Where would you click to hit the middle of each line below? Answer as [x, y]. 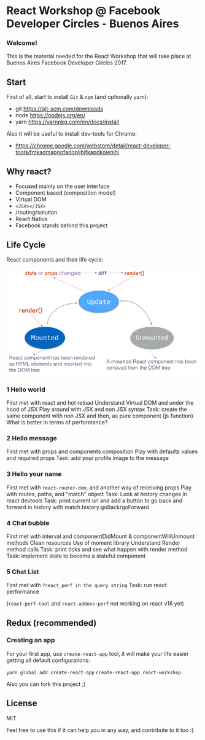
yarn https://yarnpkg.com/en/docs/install [67, 122]
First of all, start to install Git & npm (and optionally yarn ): [77, 97]
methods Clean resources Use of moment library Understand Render [94, 543]
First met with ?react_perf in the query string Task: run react [87, 585]
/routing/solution [36, 212]
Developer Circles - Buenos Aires [93, 24]
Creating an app [31, 641]
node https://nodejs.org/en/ [50, 115]
